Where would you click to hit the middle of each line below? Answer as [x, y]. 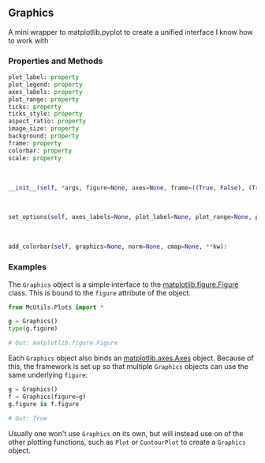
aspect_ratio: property [47, 122]
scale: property [35, 158]
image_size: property [44, 129]
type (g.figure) [33, 329]
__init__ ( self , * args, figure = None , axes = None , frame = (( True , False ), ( [130, 188]
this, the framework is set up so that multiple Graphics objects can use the [128, 367]
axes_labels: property [45, 92]
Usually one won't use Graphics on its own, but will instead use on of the [126, 433]
